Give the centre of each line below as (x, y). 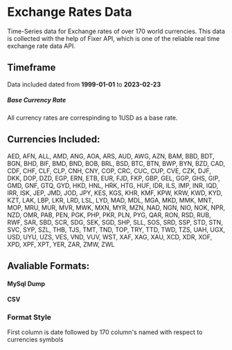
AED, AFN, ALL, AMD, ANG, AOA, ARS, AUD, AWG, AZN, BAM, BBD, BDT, (111, 156)
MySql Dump (26, 284)
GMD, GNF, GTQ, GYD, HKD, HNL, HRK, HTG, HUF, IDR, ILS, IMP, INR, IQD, (113, 185)
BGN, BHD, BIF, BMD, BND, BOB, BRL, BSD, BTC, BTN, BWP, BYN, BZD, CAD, (116, 163)
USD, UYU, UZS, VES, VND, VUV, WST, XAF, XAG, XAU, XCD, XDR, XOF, (110, 237)
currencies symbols (35, 340)
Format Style (29, 317)
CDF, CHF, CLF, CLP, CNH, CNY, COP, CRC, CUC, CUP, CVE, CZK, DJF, (109, 171)
